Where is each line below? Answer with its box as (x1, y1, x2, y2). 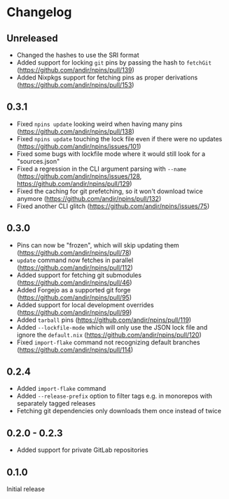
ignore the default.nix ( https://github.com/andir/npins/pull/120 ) (16, 330, 202, 339)
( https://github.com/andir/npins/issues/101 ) (16, 142, 141, 150)
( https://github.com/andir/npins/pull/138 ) (16, 127, 134, 136)
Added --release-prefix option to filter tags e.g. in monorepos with (16, 391, 213, 401)
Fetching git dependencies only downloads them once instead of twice (16, 407, 222, 415)
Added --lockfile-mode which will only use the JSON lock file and (16, 323, 208, 331)
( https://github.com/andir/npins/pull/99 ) (16, 308, 132, 316)
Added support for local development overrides (16, 300, 155, 309)
